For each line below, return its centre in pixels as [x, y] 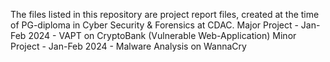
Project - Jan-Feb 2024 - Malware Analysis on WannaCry [128, 46]
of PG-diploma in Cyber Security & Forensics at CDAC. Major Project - [154, 25]
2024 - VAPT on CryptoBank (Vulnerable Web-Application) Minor [162, 35]
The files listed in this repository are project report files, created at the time [165, 14]
